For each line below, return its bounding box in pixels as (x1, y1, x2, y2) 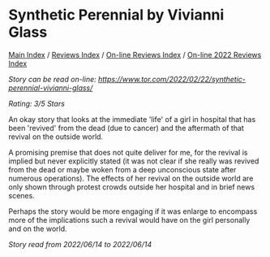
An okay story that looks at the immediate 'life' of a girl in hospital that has (8, 114, 256, 124)
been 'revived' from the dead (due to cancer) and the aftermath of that (8, 123, 245, 133)
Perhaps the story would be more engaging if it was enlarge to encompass (8, 206, 258, 216)
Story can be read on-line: (8, 74, 97, 84)
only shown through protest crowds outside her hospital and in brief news (8, 181, 255, 192)
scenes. (8, 190, 35, 200)
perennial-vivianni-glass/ (8, 83, 93, 93)
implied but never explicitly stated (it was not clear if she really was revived (8, 156, 259, 166)
